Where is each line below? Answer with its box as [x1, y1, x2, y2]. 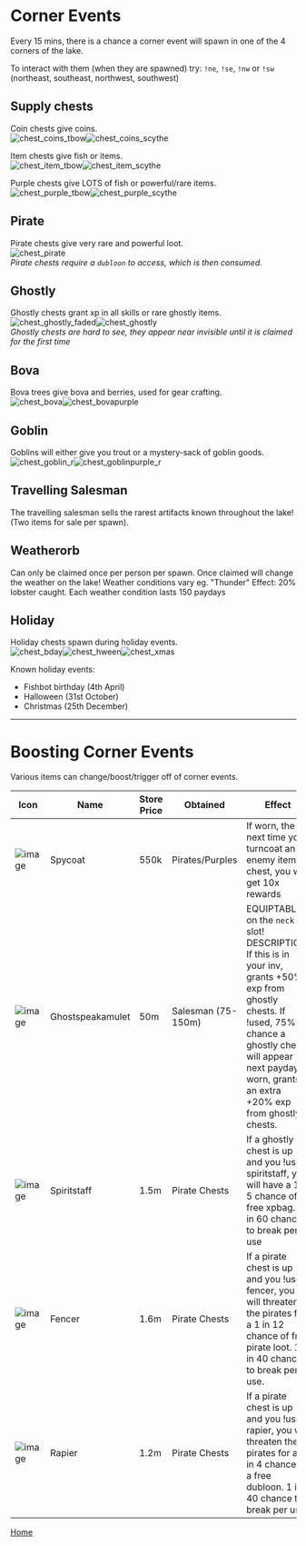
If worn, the [245, 820, 295, 833]
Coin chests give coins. [10, 123, 98, 134]
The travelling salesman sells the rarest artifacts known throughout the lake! [10, 506, 294, 518]
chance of [245, 1330, 290, 1342]
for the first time [10, 336, 71, 347]
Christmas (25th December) [23, 701, 129, 712]
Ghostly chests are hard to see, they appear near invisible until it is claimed [10, 326, 293, 337]
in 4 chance [245, 1458, 297, 1471]
